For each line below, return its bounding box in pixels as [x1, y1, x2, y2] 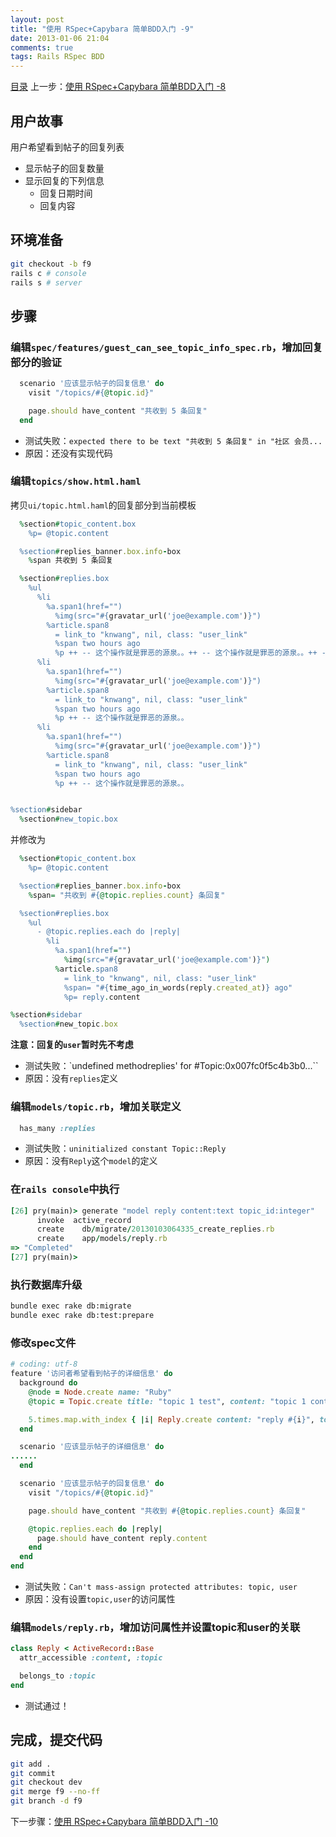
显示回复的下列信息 [24, 174, 105, 186]
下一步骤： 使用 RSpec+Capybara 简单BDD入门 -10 [10, 1816, 219, 1828]
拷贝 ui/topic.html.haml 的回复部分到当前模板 [10, 499, 197, 511]
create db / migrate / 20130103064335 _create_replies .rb [36, 1224, 275, 1235]
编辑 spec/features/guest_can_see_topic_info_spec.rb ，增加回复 [10, 340, 323, 354]
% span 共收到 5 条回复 [28, 556, 114, 566]
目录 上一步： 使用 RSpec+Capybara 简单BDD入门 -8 [10, 81, 227, 93]
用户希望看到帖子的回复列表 [10, 141, 125, 153]
